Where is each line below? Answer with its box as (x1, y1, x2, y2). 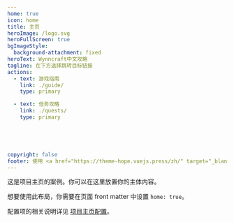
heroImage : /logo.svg (7, 29, 71, 37)
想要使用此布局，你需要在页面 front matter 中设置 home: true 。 (7, 193, 189, 201)
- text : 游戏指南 (13, 75, 60, 82)
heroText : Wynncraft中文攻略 (7, 56, 88, 63)
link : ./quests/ (20, 108, 68, 114)
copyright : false (7, 151, 58, 158)
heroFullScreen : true (7, 36, 71, 43)
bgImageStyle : (7, 43, 49, 50)
